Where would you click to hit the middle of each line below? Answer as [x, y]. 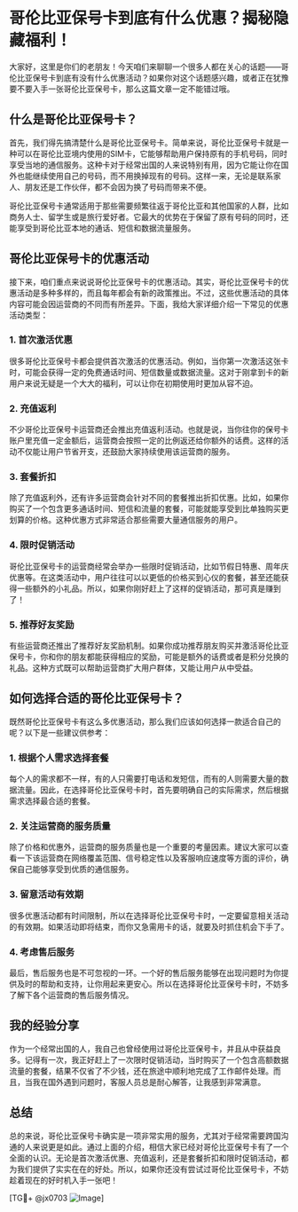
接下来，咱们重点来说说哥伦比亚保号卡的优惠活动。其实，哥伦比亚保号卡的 [145, 281]
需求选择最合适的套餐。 [52, 801]
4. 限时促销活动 [42, 545]
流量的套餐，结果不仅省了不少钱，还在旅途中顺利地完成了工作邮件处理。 [141, 1071]
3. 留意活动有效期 [47, 894]
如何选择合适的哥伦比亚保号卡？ [97, 699]
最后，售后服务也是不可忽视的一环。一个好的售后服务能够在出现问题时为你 [145, 973]
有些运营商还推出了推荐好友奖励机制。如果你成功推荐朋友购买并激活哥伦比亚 [149, 646]
